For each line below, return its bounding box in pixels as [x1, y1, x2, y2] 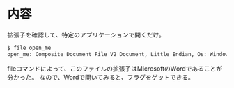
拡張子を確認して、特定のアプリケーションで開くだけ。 [7, 30, 165, 39]
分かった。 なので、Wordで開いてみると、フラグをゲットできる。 [7, 73, 195, 81]
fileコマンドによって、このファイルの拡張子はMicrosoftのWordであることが [7, 64, 223, 73]
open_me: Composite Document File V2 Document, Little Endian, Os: [7, 51, 208, 58]
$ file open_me [7, 44, 52, 51]
